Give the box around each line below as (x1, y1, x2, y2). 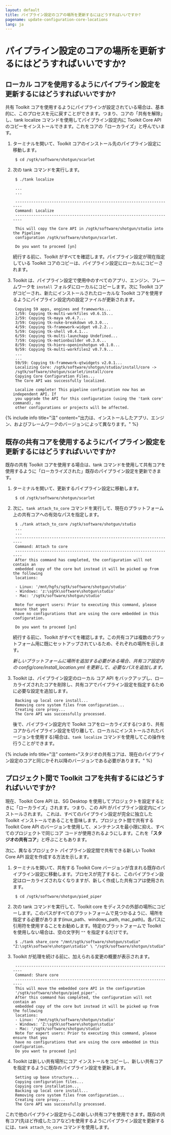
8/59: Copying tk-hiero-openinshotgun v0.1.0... (15, 343, 121, 348)
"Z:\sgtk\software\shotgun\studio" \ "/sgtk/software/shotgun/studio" (12, 944, 166, 949)
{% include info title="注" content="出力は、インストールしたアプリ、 (5, 415, 151, 421)
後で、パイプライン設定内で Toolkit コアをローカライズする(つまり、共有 (12, 721, 164, 728)
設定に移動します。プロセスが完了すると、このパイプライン (35, 871, 159, 877)
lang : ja (5, 21, 24, 27)
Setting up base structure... (15, 1075, 79, 1080)
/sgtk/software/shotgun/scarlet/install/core (15, 369, 113, 375)
